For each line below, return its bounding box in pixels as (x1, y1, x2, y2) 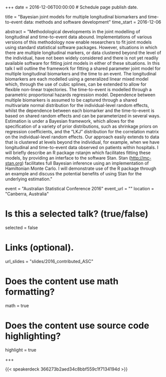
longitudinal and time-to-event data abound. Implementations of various (5, 34, 152, 40)
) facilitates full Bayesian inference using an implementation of (22, 161, 149, 166)
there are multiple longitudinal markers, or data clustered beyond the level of (5, 50, 162, 55)
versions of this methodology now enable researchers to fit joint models (5, 39, 152, 45)
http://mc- (130, 155, 152, 161)
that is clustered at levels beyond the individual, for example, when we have (5, 139, 160, 145)
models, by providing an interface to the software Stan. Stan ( (5, 155, 131, 161)
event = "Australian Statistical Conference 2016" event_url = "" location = (5, 186, 155, 191)
